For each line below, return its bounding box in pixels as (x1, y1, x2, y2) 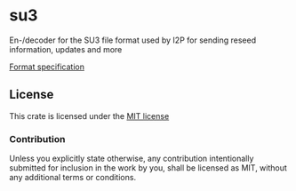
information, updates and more (9, 44, 123, 54)
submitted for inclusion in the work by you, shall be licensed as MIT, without (9, 163, 287, 173)
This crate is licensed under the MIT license (9, 110, 170, 121)
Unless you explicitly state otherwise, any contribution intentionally (9, 153, 254, 164)
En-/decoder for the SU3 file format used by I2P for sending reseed (9, 35, 256, 45)
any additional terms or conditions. (9, 172, 136, 183)
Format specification (9, 61, 84, 72)
